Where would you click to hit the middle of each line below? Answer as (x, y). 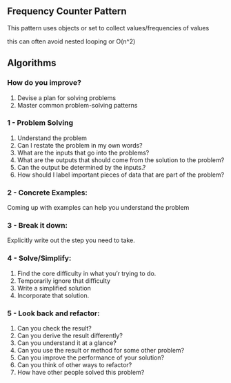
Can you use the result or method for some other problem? (101, 350)
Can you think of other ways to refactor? (74, 364)
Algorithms (32, 63)
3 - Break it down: (37, 226)
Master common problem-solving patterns (77, 105)
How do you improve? (44, 83)
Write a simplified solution (54, 288)
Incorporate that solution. (53, 295)
